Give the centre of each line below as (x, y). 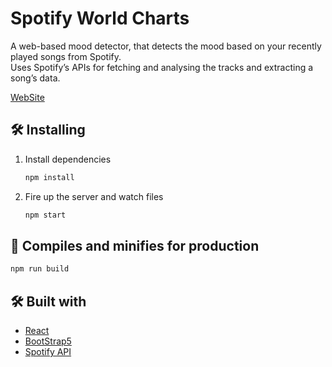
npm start (45, 215)
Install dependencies (68, 159)
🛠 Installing (48, 130)
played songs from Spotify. (66, 56)
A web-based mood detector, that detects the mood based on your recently (166, 46)
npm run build (40, 269)
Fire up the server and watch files (94, 196)
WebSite (27, 97)
